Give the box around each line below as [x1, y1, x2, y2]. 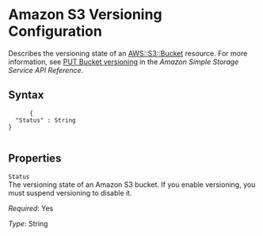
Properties [8, 152, 62, 166]
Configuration [8, 22, 103, 40]
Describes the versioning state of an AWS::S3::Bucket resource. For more [8, 48, 248, 58]
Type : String [8, 219, 48, 228]
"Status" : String [15, 116, 77, 124]
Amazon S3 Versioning [8, 6, 162, 24]
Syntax [8, 89, 44, 102]
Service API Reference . [8, 65, 84, 74]
